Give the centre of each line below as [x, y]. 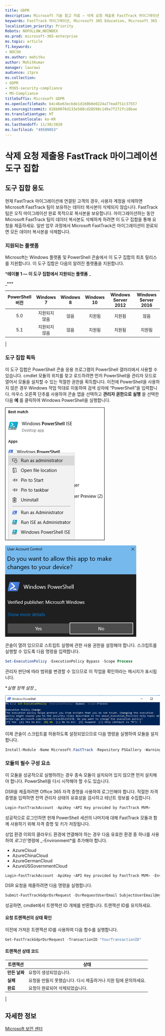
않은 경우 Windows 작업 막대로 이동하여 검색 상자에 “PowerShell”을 [75, 388]
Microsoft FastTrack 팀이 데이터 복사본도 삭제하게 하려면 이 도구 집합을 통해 [78, 219]
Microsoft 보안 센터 [24, 1029]
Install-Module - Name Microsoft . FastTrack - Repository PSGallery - [76, 750]
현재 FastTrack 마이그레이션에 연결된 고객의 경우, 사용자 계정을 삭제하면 [74, 201]
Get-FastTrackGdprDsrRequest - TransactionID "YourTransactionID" [73, 940]
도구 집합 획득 [20, 358]
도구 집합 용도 [25, 188]
